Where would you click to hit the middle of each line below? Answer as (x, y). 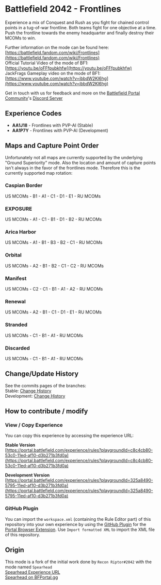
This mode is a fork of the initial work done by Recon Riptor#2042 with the (78, 562)
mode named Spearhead (29, 567)
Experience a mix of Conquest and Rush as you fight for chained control (77, 22)
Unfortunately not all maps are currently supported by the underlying (74, 157)
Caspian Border (24, 185)
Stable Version (20, 445)
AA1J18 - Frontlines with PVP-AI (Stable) (53, 125)
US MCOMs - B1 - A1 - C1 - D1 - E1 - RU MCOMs (53, 196)
